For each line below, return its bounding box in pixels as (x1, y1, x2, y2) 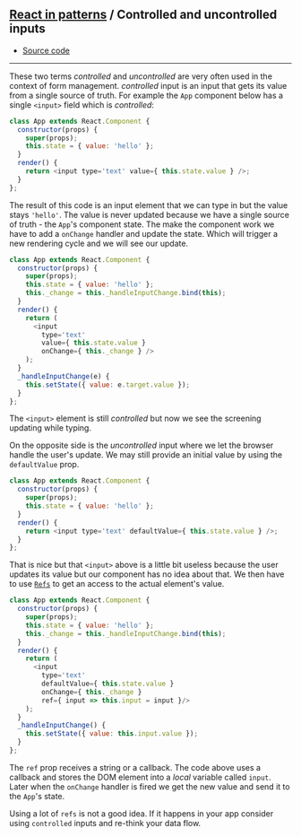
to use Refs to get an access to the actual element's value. (9, 579, 225, 589)
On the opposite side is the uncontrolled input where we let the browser (9, 440, 274, 451)
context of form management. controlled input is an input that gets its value (9, 80, 288, 91)
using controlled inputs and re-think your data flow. (9, 817, 202, 828)
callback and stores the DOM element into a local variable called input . (9, 772, 271, 782)
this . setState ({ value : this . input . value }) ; (25, 729, 199, 738)
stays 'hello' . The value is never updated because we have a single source (9, 209, 289, 220)
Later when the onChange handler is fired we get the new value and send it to (9, 780, 290, 792)
